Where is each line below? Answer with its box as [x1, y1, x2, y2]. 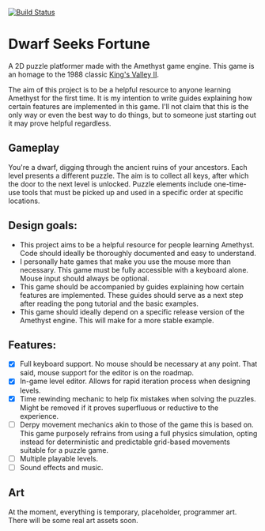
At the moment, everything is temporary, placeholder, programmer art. [8, 507, 237, 517]
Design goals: [8, 219, 78, 232]
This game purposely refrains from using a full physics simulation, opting [19, 428, 258, 438]
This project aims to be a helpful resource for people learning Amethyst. [19, 239, 255, 249]
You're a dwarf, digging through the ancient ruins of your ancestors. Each [8, 162, 248, 171]
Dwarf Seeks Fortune [8, 36, 150, 53]
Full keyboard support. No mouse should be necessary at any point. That [19, 360, 258, 369]
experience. [19, 411, 59, 420]
